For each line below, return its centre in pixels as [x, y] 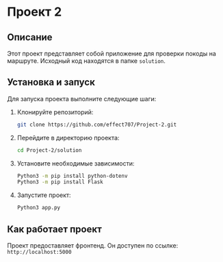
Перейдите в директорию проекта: [68, 137]
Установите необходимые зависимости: [76, 163]
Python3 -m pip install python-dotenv [72, 176]
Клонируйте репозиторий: [55, 112]
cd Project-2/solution [49, 150]
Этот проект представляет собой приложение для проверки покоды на [112, 53]
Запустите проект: [44, 195]
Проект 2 [35, 12]
